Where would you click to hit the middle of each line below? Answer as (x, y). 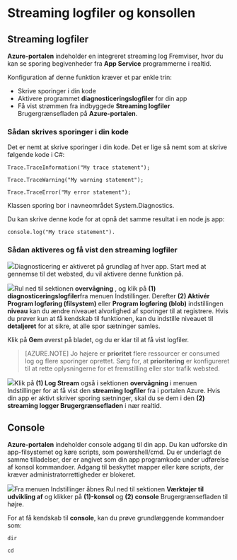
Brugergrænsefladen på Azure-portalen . (77, 113)
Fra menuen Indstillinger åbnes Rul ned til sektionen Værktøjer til (109, 489)
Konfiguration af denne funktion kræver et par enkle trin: (89, 77)
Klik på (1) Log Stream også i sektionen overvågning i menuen (106, 383)
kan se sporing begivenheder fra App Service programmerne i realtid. (110, 64)
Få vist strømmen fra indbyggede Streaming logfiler (94, 106)
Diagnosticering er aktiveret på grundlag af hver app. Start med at (110, 266)
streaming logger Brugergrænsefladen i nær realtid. (85, 405)
